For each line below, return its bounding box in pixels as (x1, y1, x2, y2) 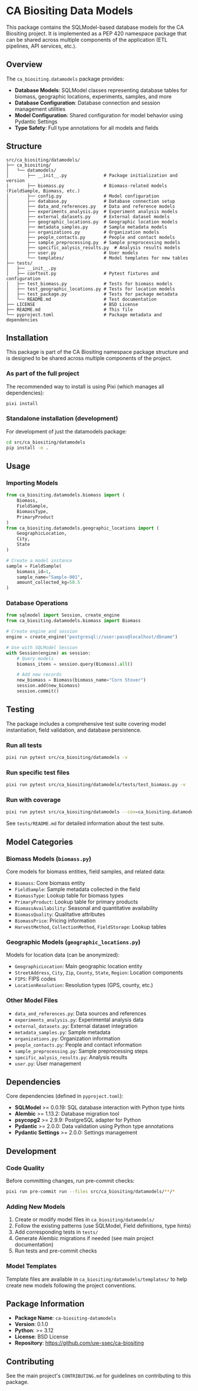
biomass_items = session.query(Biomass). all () (16, 661, 133, 667)
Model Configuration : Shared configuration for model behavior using (14, 111, 183, 119)
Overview (6, 60, 43, 70)
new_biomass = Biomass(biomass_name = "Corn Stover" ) (16, 677, 146, 683)
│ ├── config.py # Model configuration (6, 193, 160, 199)
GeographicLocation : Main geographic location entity (14, 963, 143, 970)
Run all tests (6, 741, 42, 749)
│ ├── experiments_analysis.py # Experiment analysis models (6, 208, 178, 215)
